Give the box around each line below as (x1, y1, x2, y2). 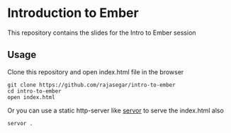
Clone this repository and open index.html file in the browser (7, 67, 184, 76)
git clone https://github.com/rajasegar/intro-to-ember (7, 81, 176, 88)
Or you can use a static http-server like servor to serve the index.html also (7, 106, 225, 115)
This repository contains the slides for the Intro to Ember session (7, 28, 196, 37)
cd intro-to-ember (7, 87, 62, 95)
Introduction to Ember (7, 5, 140, 21)
